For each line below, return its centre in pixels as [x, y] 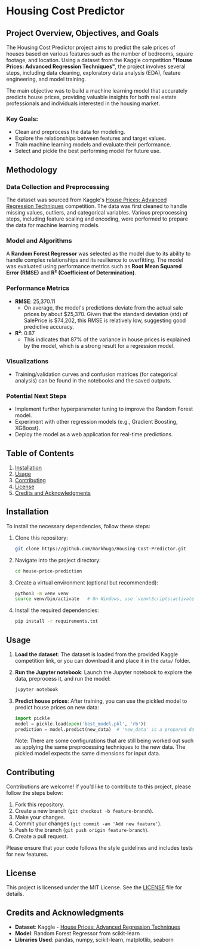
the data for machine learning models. [53, 225]
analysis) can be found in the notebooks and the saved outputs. [93, 380]
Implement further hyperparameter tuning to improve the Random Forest [104, 409]
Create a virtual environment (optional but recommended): [86, 582]
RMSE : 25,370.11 [35, 301]
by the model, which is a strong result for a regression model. [99, 345]
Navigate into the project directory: [58, 560]
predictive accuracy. [49, 326]
